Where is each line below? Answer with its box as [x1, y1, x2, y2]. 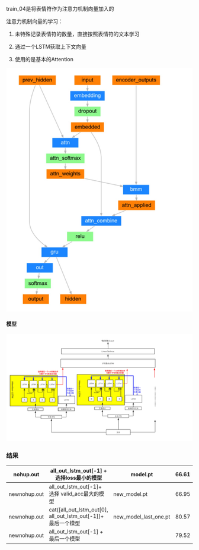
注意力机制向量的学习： [6, 18, 63, 25]
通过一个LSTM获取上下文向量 [14, 43, 87, 50]
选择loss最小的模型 [55, 474, 102, 481]
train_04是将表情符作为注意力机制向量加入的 [6, 5, 114, 12]
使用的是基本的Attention [14, 56, 74, 62]
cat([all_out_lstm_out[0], [49, 506, 108, 513]
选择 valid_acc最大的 [49, 490, 99, 497]
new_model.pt [113, 490, 148, 498]
